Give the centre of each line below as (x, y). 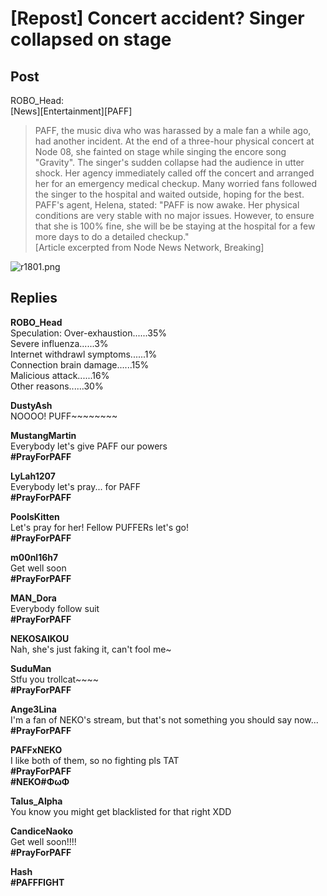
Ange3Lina (33, 709)
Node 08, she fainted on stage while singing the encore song (160, 151)
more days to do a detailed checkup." (112, 236)
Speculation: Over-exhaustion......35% (88, 333)
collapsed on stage (91, 39)
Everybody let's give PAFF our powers (89, 446)
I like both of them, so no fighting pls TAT (95, 760)
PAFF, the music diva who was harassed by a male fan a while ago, (173, 130)
